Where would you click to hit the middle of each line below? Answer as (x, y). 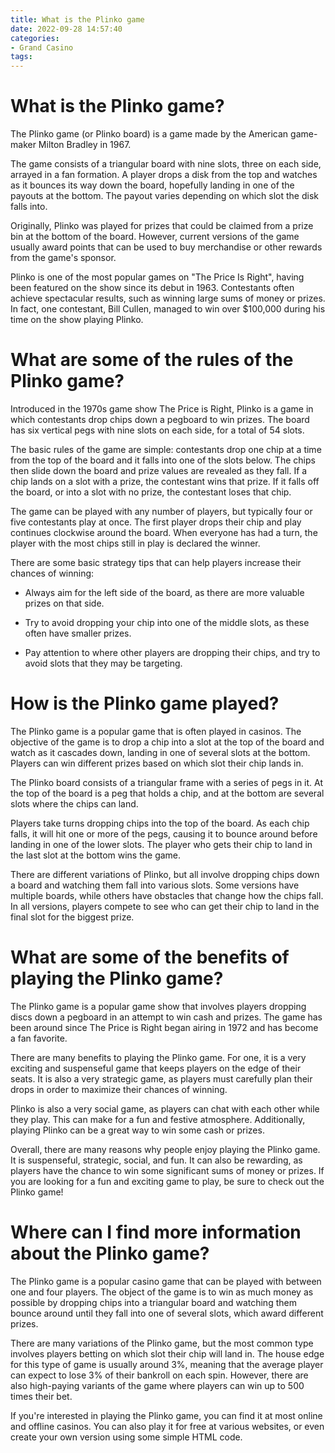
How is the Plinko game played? (145, 703)
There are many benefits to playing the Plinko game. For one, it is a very (158, 1057)
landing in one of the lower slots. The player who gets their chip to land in (161, 844)
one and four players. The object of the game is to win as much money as (162, 1292)
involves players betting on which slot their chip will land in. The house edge (167, 1353)
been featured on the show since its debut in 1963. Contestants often (152, 288)
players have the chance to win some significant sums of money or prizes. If (167, 1170)
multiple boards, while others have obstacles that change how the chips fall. (167, 895)
